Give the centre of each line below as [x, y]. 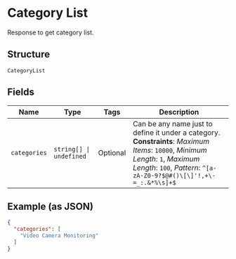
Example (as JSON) [50, 206]
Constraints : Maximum [171, 141]
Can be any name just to [172, 124]
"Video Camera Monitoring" [59, 236]
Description [179, 112]
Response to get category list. [51, 32]
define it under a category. [176, 133]
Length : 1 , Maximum [166, 159]
